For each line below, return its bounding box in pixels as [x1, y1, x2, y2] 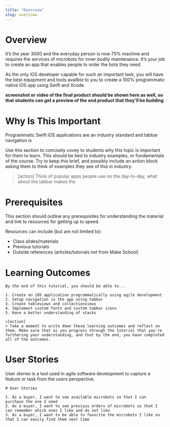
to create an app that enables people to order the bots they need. [5, 61, 142, 68]
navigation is [5, 138, 32, 144]
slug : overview [5, 12, 38, 17]
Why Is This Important [5, 115, 101, 127]
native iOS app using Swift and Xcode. [5, 82, 85, 88]
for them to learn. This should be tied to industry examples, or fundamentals [5, 153, 164, 159]
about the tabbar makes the [17, 179, 76, 185]
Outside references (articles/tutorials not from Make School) [12, 249, 139, 255]
